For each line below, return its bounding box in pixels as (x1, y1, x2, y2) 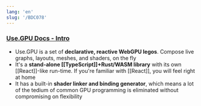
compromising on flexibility (14, 93, 83, 100)
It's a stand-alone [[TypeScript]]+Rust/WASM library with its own (14, 61, 182, 68)
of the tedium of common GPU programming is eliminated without (14, 86, 179, 93)
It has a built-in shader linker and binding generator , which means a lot (14, 79, 194, 87)
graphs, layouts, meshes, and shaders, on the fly (14, 54, 137, 61)
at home (14, 73, 36, 81)
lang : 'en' (6, 8, 34, 15)
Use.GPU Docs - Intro (6, 34, 70, 43)
